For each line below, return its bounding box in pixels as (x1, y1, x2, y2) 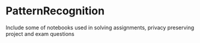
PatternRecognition (5, 4, 105, 18)
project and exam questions (5, 30, 74, 37)
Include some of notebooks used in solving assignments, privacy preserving (5, 24, 195, 31)
